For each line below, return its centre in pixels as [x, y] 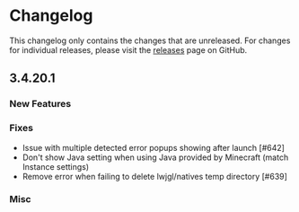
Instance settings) [56, 166]
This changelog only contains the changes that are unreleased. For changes [150, 40]
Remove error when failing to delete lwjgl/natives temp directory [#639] [154, 176]
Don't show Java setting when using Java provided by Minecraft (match [155, 157]
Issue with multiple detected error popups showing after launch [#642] [154, 147]
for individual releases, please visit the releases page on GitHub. [128, 49]
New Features [40, 104]
